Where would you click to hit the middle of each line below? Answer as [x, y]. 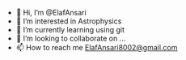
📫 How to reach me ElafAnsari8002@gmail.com [97, 47]
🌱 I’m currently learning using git [70, 30]
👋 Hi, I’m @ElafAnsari [51, 13]
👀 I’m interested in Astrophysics [69, 21]
